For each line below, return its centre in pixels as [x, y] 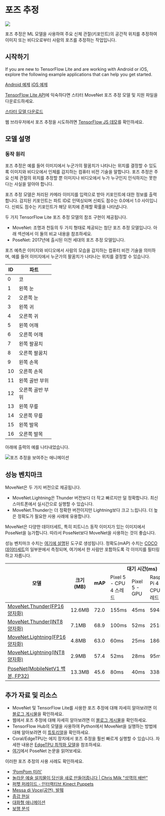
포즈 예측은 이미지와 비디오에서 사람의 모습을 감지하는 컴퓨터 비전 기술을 [74, 251]
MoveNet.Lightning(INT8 [36, 652]
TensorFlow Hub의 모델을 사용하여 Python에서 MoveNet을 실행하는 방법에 [84, 726]
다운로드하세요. [20, 101]
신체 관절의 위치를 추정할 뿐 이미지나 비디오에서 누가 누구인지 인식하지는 [79, 178]
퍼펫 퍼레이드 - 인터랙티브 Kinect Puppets [53, 784]
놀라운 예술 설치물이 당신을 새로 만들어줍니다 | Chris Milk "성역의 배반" [80, 778]
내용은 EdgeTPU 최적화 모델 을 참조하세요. [62, 745]
